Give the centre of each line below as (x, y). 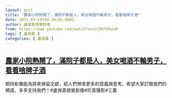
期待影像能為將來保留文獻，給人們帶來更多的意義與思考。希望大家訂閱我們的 (86, 84)
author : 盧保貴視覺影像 (28, 24)
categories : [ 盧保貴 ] (29, 39)
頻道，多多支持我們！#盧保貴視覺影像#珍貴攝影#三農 (61, 90)
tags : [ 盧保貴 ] (23, 34)
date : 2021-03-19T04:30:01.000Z (40, 19)
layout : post (19, 10)
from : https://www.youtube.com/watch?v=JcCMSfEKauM (61, 29)
